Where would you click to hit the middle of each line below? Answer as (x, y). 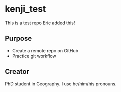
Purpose (19, 39)
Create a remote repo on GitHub (45, 50)
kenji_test (26, 9)
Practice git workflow (34, 56)
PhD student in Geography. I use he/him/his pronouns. (61, 84)
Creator (17, 72)
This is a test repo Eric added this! (40, 23)
